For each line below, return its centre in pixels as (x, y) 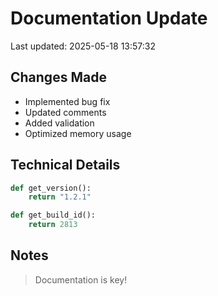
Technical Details (65, 165)
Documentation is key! (81, 279)
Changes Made (58, 77)
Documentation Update (109, 18)
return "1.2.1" (60, 197)
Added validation (59, 123)
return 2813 (53, 225)
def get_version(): (51, 188)
